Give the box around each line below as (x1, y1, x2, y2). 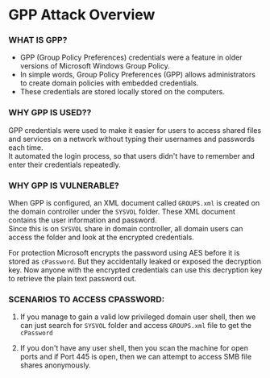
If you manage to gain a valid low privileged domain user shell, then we (19, 312, 256, 322)
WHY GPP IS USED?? (8, 107, 92, 118)
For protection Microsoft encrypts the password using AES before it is (8, 248, 240, 258)
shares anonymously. (19, 360, 91, 370)
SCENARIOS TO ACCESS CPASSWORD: (8, 294, 165, 305)
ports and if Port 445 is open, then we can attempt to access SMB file (19, 352, 252, 362)
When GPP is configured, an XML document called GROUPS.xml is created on (8, 198, 260, 208)
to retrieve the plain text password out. (8, 274, 137, 284)
